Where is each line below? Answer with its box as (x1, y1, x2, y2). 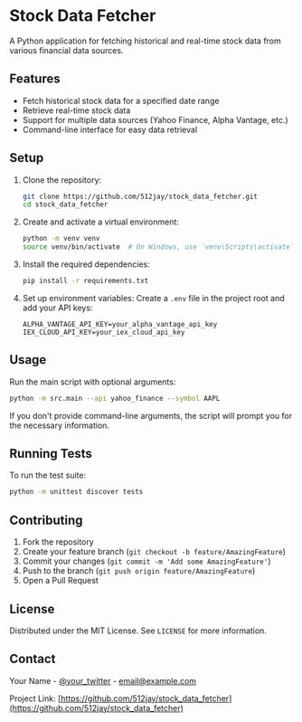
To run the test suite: (9, 470, 87, 480)
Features (9, 71, 61, 87)
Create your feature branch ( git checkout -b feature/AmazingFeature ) (22, 546, 287, 557)
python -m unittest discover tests (9, 488, 144, 497)
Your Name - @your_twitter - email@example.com (9, 675, 197, 686)
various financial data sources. (9, 44, 124, 55)
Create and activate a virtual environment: (22, 216, 179, 227)
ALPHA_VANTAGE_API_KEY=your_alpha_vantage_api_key (22, 319, 218, 328)
